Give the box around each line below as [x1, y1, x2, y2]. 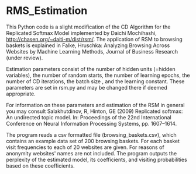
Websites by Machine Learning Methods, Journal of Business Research [6, 48, 178, 55]
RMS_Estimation [6, 4, 88, 17]
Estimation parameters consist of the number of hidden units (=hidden [6, 65, 176, 72]
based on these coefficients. [6, 162, 75, 169]
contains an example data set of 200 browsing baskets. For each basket [6, 137, 180, 144]
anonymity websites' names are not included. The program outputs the [6, 150, 177, 157]
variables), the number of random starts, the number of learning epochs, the [6, 72, 190, 79]
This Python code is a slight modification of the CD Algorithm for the [6, 23, 171, 30]
